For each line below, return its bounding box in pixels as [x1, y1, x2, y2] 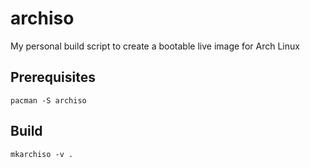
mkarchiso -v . [10, 149, 74, 159]
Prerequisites [10, 69, 96, 86]
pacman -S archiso [10, 95, 87, 106]
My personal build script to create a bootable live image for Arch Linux [10, 40, 300, 52]
